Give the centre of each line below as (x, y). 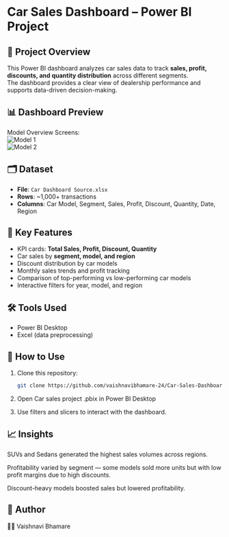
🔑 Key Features (40, 233)
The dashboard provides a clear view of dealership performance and (104, 83)
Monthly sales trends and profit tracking (73, 271)
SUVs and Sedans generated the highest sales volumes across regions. (108, 454)
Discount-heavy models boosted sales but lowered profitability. (96, 488)
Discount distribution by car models (67, 264)
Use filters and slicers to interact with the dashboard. (92, 412)
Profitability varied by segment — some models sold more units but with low (114, 467)
